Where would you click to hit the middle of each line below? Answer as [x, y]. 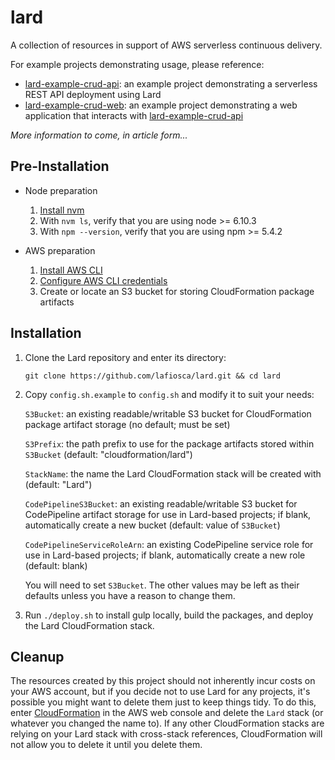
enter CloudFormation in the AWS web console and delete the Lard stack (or [167, 713]
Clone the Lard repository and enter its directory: [125, 357]
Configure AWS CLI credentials [103, 280]
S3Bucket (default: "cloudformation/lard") [108, 454]
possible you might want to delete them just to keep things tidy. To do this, [163, 702]
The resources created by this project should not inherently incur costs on [163, 681]
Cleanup [37, 656]
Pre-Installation [60, 166]
